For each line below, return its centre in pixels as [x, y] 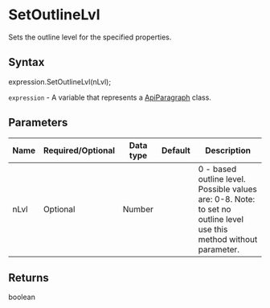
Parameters [38, 123]
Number [138, 209]
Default [176, 150]
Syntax [27, 62]
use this [213, 229]
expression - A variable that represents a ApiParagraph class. [110, 97]
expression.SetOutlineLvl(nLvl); [59, 81]
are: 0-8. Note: [227, 199]
